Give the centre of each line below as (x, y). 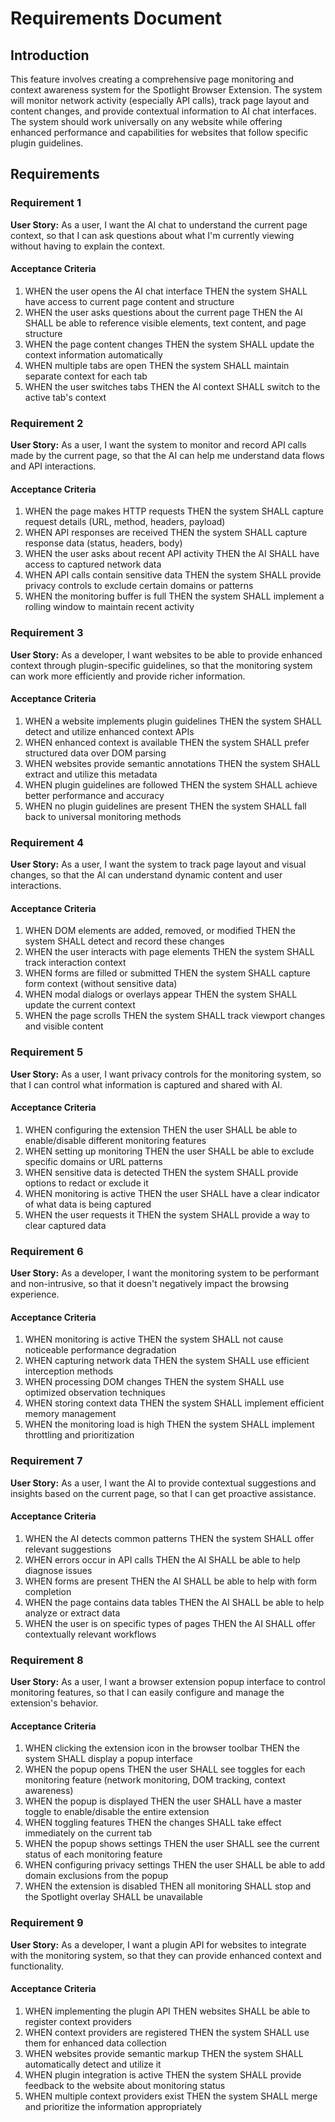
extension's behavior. (54, 1703)
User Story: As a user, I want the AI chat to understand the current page (159, 224)
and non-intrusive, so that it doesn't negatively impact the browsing (150, 1284)
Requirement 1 (46, 203)
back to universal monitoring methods (103, 816)
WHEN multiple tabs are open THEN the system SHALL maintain (157, 365)
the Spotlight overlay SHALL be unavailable (113, 1897)
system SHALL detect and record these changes (124, 941)
